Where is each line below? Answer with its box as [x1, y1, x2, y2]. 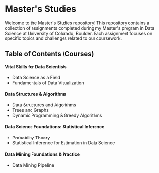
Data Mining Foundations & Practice [5, 151, 80, 157]
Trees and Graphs [12, 107, 49, 113]
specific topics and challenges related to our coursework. [5, 35, 122, 41]
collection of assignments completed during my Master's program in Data [5, 25, 155, 31]
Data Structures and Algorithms [12, 102, 76, 108]
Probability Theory [12, 135, 50, 140]
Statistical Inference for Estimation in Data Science [12, 139, 115, 146]
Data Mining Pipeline [12, 162, 54, 168]
